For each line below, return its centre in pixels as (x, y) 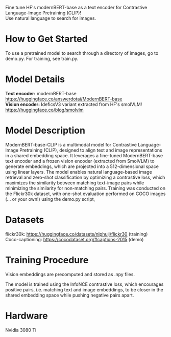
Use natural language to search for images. (51, 18)
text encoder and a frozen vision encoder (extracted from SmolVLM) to (80, 161)
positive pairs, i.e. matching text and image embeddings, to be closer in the (84, 289)
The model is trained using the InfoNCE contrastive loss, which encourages (84, 284)
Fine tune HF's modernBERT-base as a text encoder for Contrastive (76, 7)
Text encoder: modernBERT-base (41, 93)
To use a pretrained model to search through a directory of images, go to (82, 53)
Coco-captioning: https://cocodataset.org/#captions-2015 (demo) (75, 239)
